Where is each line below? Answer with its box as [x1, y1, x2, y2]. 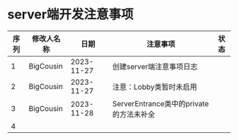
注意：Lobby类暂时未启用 [112, 82, 198, 92]
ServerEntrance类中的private [112, 98, 209, 108]
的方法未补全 [112, 109, 156, 119]
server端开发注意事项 [7, 6, 134, 23]
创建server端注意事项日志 [112, 62, 198, 71]
